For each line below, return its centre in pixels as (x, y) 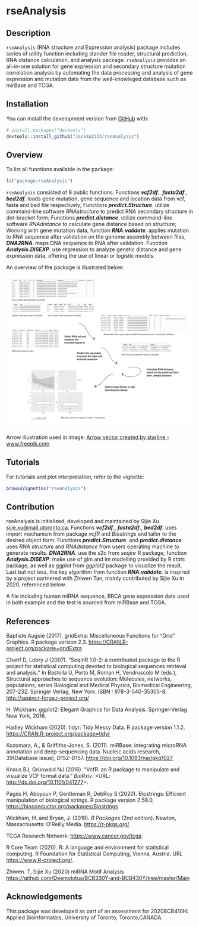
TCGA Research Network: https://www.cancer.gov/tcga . (75, 836)
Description (28, 33)
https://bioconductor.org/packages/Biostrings (62, 807)
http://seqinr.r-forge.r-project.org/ (48, 698)
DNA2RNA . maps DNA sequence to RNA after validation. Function (87, 243)
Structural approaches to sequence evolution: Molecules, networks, (89, 679)
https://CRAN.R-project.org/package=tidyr (58, 734)
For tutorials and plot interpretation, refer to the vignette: (75, 477)
